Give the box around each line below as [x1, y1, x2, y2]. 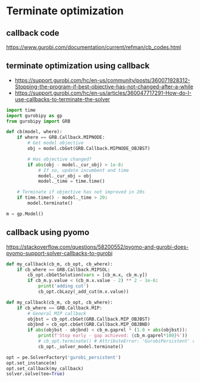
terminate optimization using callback [6, 61, 150, 71]
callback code [6, 28, 60, 38]
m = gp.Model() [6, 211, 44, 217]
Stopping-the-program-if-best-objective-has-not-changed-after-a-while [14, 83, 193, 90]
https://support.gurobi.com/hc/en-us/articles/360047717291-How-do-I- [14, 89, 192, 96]
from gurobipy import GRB [6, 118, 70, 124]
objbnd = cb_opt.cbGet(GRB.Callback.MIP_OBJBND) [27, 321, 151, 328]
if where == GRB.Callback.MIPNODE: [17, 134, 105, 140]
